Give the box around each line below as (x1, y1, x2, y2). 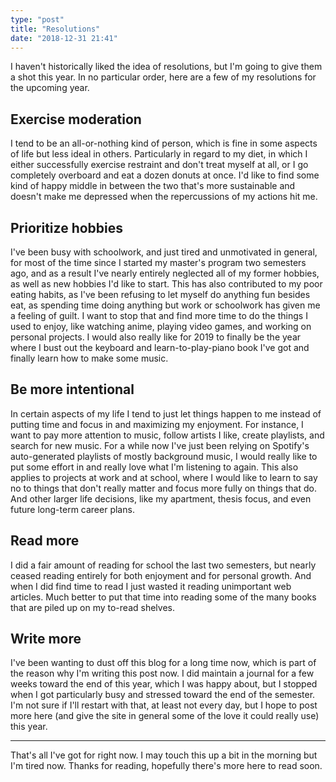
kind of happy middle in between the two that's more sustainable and (10, 180, 296, 192)
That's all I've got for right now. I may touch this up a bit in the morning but (10, 749, 318, 761)
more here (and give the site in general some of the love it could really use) (10, 710, 320, 722)
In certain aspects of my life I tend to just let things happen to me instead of (10, 407, 322, 420)
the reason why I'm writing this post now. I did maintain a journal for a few (10, 667, 315, 680)
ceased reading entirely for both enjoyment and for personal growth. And (10, 569, 312, 581)
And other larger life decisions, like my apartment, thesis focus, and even (10, 492, 312, 505)
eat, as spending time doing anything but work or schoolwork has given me (10, 299, 321, 311)
